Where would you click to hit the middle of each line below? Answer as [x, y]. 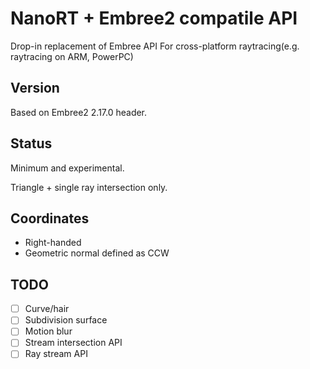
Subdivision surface [66, 320]
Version [35, 88]
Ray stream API [56, 354]
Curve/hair [47, 309]
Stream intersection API [73, 343]
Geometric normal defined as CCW [97, 253]
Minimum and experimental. [67, 168]
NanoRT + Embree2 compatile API [154, 18]
